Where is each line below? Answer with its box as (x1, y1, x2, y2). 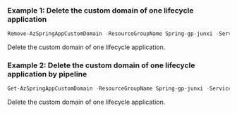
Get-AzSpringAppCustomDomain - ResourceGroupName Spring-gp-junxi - (7, 85, 210, 93)
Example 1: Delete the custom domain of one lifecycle (7, 6, 194, 15)
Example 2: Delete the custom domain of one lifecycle (7, 60, 195, 70)
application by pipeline (7, 69, 87, 79)
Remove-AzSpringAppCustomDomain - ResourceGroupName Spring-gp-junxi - (7, 30, 219, 37)
